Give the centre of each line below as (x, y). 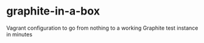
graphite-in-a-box (53, 11)
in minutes (19, 34)
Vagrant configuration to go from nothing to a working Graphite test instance (102, 28)
